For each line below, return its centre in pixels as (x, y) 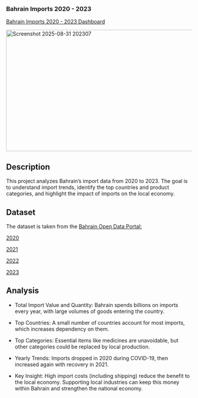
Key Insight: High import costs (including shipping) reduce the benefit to (102, 376)
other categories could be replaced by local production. (82, 347)
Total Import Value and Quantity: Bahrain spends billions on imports (96, 305)
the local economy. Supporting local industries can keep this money (97, 382)
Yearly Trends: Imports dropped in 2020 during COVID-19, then (91, 358)
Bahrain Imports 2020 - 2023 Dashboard (56, 22)
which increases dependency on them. (62, 329)
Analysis (23, 291)
